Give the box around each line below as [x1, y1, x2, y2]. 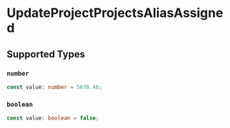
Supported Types [6, 48, 86, 60]
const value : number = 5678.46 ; [6, 83, 102, 91]
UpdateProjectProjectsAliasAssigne [6, 5, 224, 21]
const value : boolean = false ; [6, 115, 99, 122]
